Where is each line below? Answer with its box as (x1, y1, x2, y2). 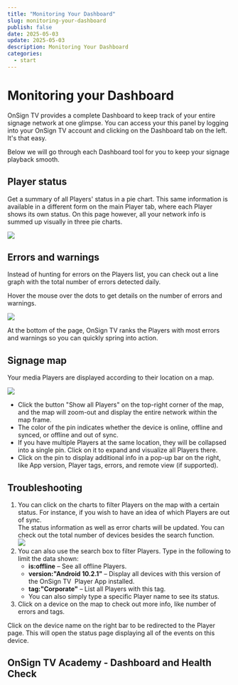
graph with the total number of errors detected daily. (7, 278, 161, 286)
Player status (7, 176, 67, 188)
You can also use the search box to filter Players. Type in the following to (17, 546, 231, 555)
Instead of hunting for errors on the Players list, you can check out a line (7, 270, 219, 278)
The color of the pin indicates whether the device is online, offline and (17, 423, 223, 432)
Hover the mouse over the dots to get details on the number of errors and (7, 291, 222, 300)
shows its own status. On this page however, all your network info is (7, 209, 206, 218)
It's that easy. (7, 133, 48, 142)
